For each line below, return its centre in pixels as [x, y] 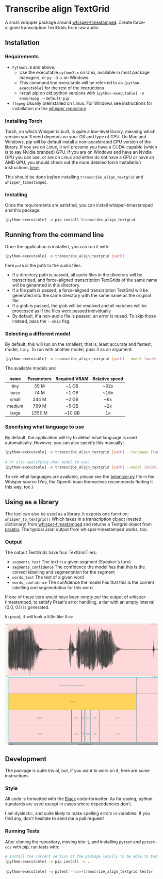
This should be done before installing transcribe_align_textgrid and [74, 177]
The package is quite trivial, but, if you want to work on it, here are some [77, 771]
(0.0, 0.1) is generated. [27, 607]
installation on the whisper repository [49, 108]
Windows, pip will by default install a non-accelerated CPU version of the [78, 142]
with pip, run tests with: [36, 847]
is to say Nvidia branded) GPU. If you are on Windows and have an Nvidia [78, 152]
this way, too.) [19, 487]
